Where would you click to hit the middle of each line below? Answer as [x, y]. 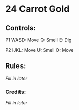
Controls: [21, 28]
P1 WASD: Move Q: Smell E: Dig [38, 40]
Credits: [16, 92]
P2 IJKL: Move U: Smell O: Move [39, 50]
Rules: [16, 66]
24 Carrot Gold [37, 9]
